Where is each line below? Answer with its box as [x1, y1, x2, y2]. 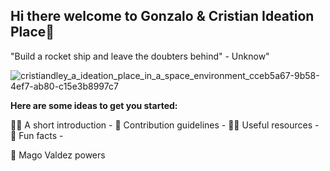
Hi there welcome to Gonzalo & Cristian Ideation [10, 8, 315, 25]
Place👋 [10, 24, 55, 41]
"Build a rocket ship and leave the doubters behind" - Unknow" [10, 50, 270, 62]
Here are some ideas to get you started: [10, 99, 178, 111]
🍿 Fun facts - [10, 129, 64, 141]
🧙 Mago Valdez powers [10, 149, 106, 161]
